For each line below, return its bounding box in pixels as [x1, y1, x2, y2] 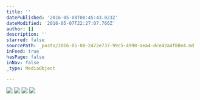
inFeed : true [6, 48, 40, 55]
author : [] [6, 25, 34, 32]
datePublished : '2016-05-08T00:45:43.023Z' [6, 15, 119, 21]
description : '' [6, 32, 47, 38]
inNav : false [6, 59, 40, 65]
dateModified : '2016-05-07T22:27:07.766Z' [6, 20, 116, 26]
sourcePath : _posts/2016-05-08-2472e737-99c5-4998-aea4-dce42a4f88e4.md [6, 43, 195, 49]
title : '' [6, 8, 32, 15]
